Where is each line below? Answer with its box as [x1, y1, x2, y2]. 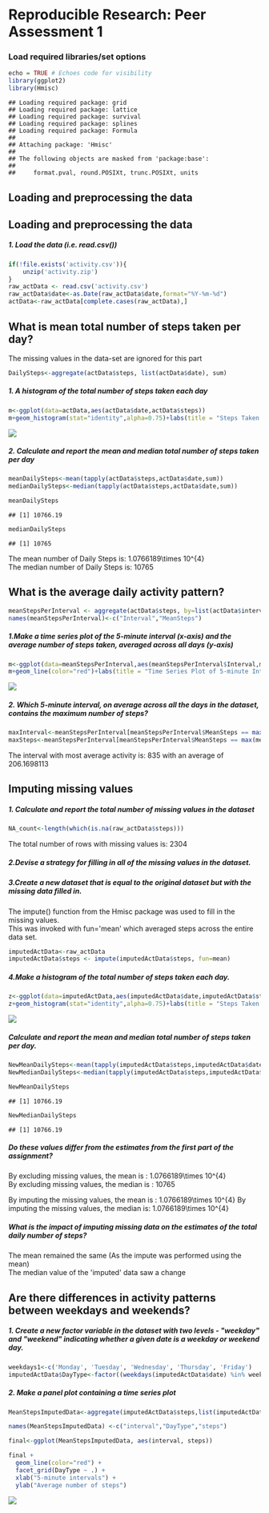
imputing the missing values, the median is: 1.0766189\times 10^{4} [8, 1204, 230, 1213]
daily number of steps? [8, 1231, 87, 1241]
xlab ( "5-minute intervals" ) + [15, 1474, 116, 1482]
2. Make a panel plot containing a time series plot [8, 1388, 176, 1398]
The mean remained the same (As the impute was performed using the [8, 1251, 242, 1261]
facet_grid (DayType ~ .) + [15, 1466, 106, 1475]
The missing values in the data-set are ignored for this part [8, 353, 203, 363]
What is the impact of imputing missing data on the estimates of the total [8, 1222, 258, 1232]
